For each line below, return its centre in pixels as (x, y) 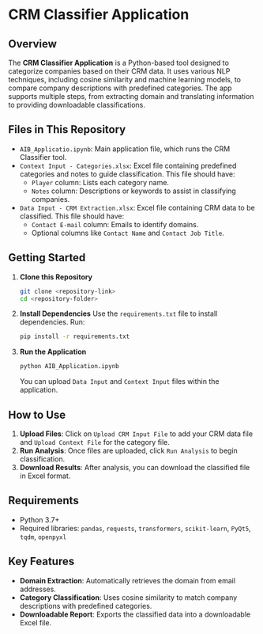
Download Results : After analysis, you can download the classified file (135, 467)
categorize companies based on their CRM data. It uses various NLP (119, 71)
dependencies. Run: (52, 322)
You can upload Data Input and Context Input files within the (119, 382)
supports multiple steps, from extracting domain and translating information (131, 96)
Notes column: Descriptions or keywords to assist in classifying (134, 191)
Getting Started (47, 258)
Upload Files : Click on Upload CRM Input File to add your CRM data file (136, 434)
